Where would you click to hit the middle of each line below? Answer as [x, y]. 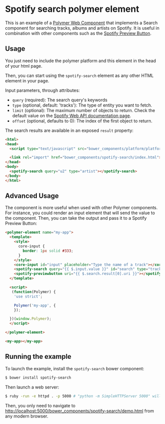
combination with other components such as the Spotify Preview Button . [78, 33]
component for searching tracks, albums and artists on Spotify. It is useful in [82, 28]
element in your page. [27, 80]
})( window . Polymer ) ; [30, 319]
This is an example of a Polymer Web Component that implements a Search [82, 23]
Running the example [38, 357]
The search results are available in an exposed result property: [69, 130]
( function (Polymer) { [34, 292]
